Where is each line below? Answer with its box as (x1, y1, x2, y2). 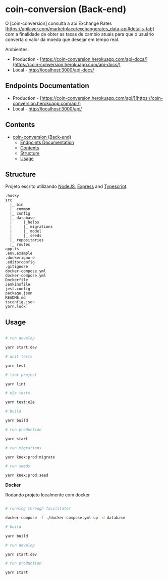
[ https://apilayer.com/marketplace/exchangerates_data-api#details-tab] (5, 25, 154, 31)
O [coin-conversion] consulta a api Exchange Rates (5, 20, 112, 26)
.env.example (5, 251, 33, 256)
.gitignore (5, 264, 28, 269)
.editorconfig (5, 260, 35, 265)
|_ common (10, 207, 30, 212)
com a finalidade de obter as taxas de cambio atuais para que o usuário (5, 31, 154, 37)
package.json (5, 291, 33, 296)
